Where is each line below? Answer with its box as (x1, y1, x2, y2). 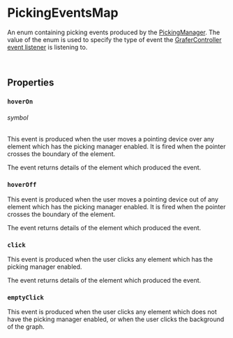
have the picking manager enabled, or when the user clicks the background (7, 315, 225, 323)
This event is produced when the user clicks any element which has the (7, 255, 213, 264)
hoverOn (7, 98, 33, 106)
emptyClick (7, 293, 44, 302)
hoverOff (7, 181, 37, 189)
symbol (7, 113, 29, 122)
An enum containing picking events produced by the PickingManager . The (7, 28, 220, 36)
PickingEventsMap (7, 5, 119, 21)
